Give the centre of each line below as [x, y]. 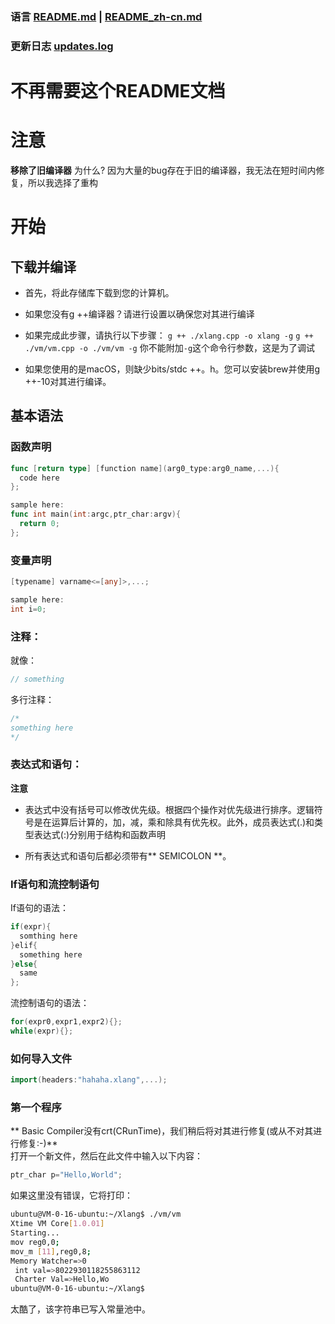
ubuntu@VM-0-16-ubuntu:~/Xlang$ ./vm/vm [96, 1214]
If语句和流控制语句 [55, 884]
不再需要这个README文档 [118, 91]
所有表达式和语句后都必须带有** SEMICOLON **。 [128, 855]
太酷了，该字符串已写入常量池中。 [80, 1309]
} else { [24, 964]
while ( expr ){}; [42, 1031]
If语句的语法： [39, 908]
